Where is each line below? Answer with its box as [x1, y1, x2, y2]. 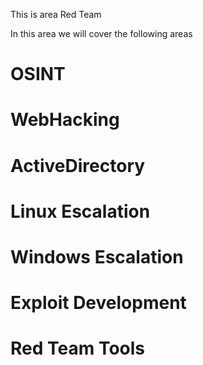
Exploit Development [10, 292, 187, 314]
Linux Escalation [10, 200, 151, 223]
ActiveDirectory [10, 154, 146, 177]
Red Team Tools [10, 337, 146, 360]
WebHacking [10, 109, 120, 131]
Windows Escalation [10, 245, 184, 268]
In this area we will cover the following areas [10, 28, 193, 39]
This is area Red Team [10, 9, 102, 20]
